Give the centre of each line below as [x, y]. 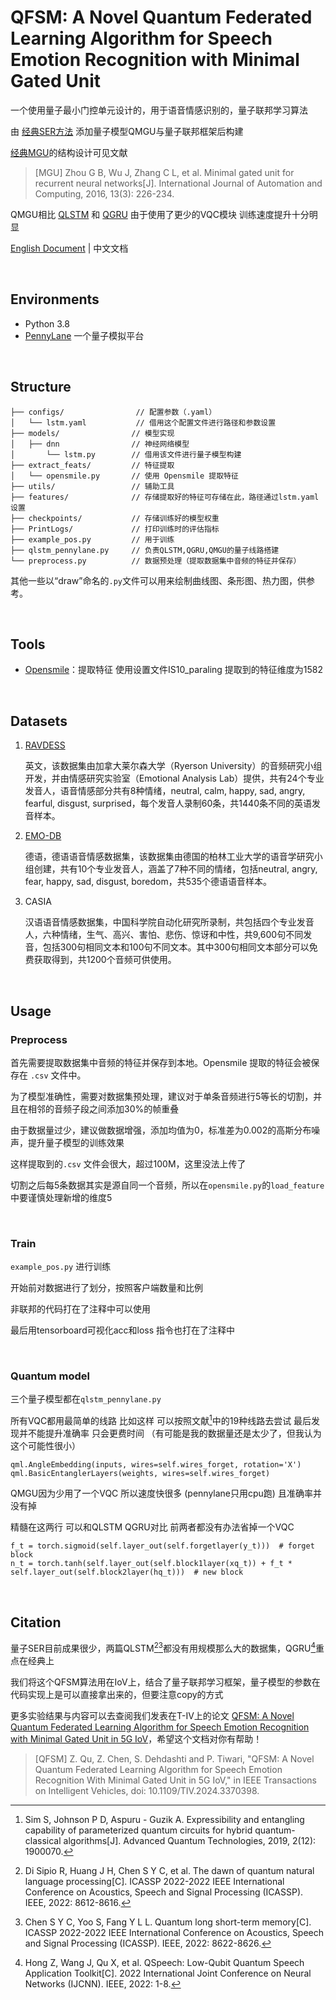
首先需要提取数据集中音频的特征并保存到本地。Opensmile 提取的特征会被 [161, 1062]
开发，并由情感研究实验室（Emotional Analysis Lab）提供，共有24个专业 [174, 778]
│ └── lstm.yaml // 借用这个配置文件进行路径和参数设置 [143, 422]
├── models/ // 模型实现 [92, 433]
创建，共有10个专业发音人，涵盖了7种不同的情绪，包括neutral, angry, [175, 869]
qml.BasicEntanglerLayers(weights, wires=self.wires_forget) [140, 1474]
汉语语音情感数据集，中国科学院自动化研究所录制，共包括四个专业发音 [169, 922]
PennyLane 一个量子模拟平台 [84, 335]
